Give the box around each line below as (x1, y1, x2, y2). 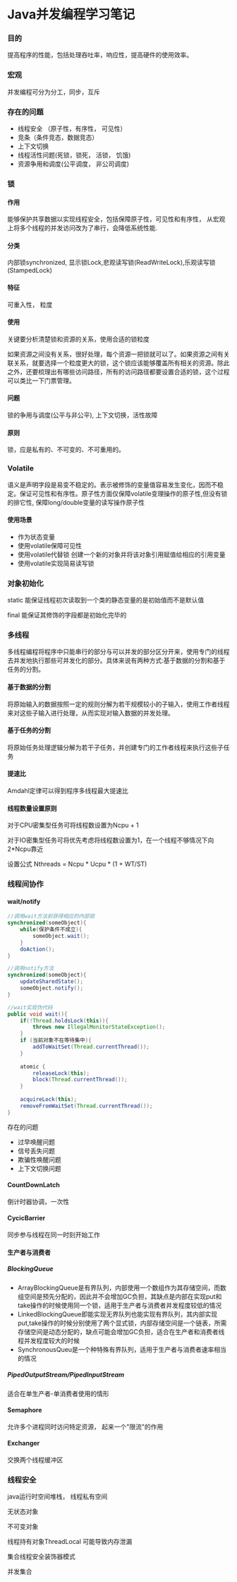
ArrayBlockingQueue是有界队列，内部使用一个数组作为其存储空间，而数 (17, 1283, 227, 1292)
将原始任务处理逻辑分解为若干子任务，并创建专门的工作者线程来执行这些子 (7, 743, 224, 751)
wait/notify (7, 897, 41, 905)
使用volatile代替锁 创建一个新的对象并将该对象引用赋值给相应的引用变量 (17, 550, 226, 559)
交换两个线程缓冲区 (7, 1456, 63, 1464)
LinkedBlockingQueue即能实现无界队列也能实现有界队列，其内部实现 (17, 1309, 217, 1318)
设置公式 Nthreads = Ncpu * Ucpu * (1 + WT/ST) (7, 860, 147, 869)
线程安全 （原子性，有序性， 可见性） (17, 124, 127, 133)
